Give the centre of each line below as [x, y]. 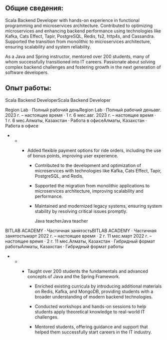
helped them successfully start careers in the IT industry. [93, 332]
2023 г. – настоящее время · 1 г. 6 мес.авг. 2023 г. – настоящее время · [81, 115]
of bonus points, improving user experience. [73, 156]
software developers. [27, 72]
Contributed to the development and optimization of [88, 165]
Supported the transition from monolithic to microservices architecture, [78, 41]
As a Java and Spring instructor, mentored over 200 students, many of [78, 56]
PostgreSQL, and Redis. [59, 176]
